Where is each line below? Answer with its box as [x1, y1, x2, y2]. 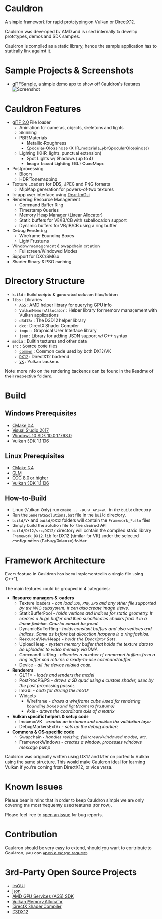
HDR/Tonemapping [19, 176, 58, 182]
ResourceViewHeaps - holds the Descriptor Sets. [19, 636, 117, 642]
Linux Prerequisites [5, 452, 65, 460]
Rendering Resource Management [12, 197, 81, 202]
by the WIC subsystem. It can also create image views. [19, 605, 129, 611]
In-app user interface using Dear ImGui [12, 191, 90, 197]
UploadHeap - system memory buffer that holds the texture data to [19, 641, 153, 647]
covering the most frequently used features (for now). [5, 803, 112, 808]
